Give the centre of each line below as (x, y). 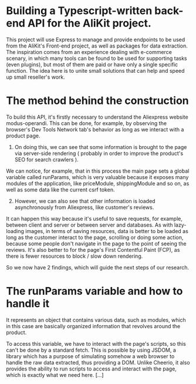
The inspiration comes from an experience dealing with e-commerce (89, 52)
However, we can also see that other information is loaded (85, 201)
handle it (28, 304)
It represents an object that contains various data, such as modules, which (96, 320)
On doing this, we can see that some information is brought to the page (101, 147)
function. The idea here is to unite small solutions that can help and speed (95, 70)
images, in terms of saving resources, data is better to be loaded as (107, 231)
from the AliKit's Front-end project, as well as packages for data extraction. (97, 46)
